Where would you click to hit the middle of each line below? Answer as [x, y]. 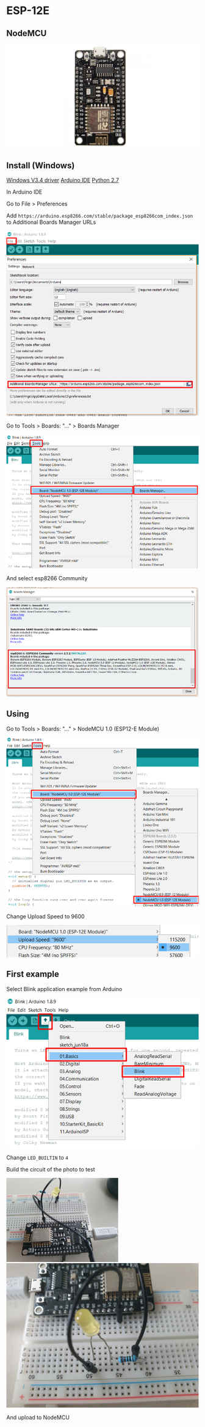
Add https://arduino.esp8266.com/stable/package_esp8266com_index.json [100, 216]
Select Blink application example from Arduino [64, 989]
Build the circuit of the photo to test [51, 1169]
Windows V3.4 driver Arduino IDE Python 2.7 [63, 180]
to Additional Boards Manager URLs [51, 222]
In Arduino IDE [24, 192]
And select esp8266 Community [47, 578]
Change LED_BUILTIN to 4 [37, 1157]
